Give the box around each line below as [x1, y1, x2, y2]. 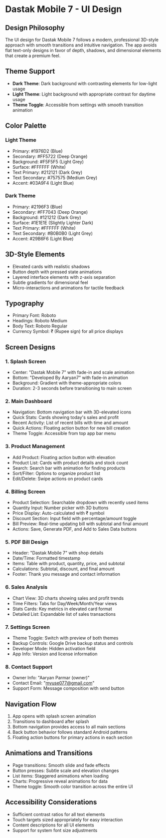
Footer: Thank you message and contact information [12, 571, 121, 577]
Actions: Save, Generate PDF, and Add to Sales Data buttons [12, 526, 137, 532]
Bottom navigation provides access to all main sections [12, 724, 126, 729]
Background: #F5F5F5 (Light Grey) [12, 159, 84, 165]
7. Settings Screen [5, 623, 50, 630]
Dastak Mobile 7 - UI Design [5, 4, 122, 15]
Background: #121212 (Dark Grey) [12, 214, 81, 220]
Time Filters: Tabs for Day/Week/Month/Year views [12, 600, 117, 606]
